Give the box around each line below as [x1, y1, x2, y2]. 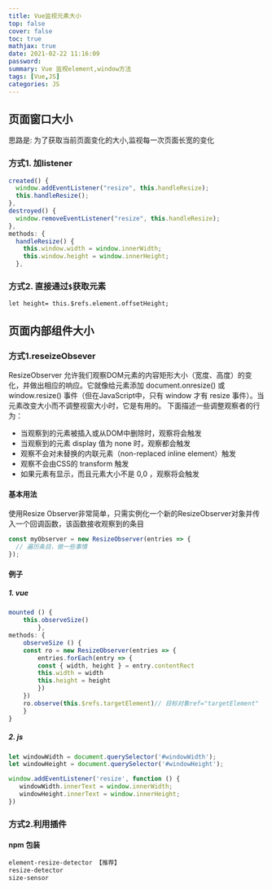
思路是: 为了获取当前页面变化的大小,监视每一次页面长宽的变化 [8, 135, 215, 145]
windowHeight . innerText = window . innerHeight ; [19, 790, 181, 799]
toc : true [8, 34, 42, 43]
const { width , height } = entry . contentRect [37, 661, 195, 670]
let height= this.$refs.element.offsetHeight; [8, 300, 169, 308]
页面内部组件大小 [8, 323, 94, 338]
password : [8, 58, 42, 66]
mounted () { [8, 608, 53, 617]
